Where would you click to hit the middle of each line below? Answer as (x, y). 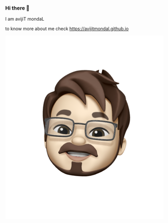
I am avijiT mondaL (25, 19)
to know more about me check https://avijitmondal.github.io (67, 29)
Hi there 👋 (18, 8)
